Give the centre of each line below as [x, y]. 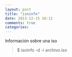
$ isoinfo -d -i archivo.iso [42, 50]
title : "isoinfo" [22, 14]
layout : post [18, 9]
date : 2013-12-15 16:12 [29, 18]
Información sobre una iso [31, 41]
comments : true [20, 23]
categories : [17, 27]
